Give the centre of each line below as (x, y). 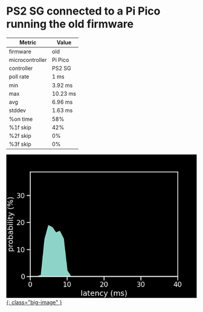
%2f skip (20, 136)
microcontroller (28, 59)
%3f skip (20, 144)
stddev (17, 110)
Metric (28, 42)
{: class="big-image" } (34, 302)
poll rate (19, 76)
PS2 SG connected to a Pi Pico (83, 11)
